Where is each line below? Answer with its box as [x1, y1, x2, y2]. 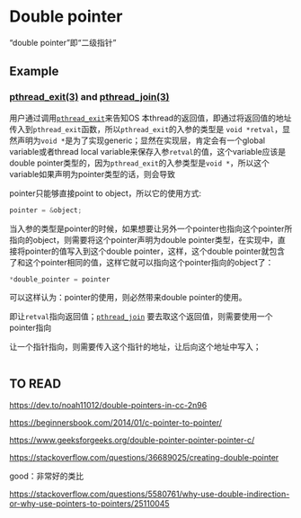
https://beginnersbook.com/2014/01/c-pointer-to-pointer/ [9, 417, 223, 428]
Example [9, 64, 59, 79]
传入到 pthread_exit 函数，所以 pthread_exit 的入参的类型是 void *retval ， [9, 123, 283, 134]
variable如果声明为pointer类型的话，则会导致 [9, 168, 175, 179]
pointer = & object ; [9, 205, 83, 215]
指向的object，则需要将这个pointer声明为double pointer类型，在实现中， [9, 234, 279, 245]
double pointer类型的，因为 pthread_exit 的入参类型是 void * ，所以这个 [9, 157, 270, 168]
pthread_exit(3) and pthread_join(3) [9, 91, 170, 103]
